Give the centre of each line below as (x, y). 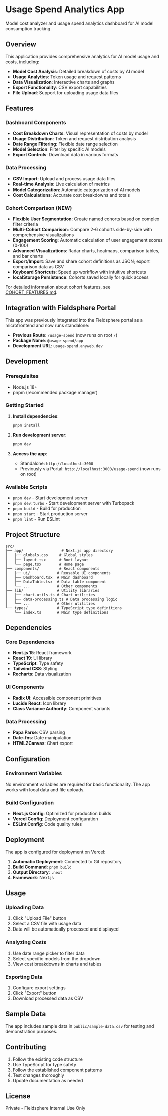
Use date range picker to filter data (49, 953)
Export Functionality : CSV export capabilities (59, 87)
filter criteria (25, 224)
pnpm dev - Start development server (50, 498)
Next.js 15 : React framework (42, 653)
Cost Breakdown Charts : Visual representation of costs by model (80, 133)
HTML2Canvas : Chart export (43, 743)
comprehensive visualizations (43, 235)
